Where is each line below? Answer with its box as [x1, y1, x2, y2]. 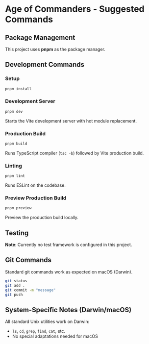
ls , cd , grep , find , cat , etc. [12, 328, 65, 334]
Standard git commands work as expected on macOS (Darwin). [5, 269, 133, 275]
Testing [5, 229, 29, 237]
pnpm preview [5, 206, 32, 211]
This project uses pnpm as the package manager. [5, 47, 105, 52]
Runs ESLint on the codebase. [5, 182, 66, 188]
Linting [5, 162, 22, 169]
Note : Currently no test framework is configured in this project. [5, 242, 132, 248]
